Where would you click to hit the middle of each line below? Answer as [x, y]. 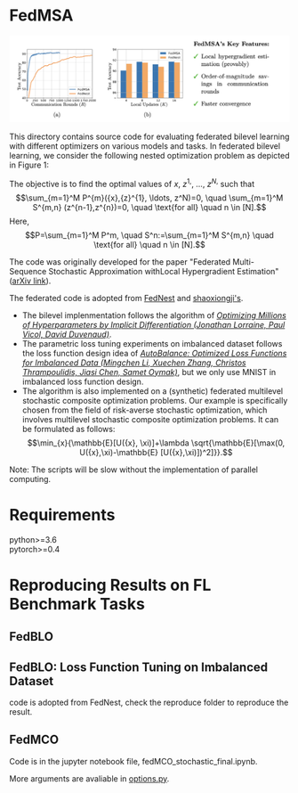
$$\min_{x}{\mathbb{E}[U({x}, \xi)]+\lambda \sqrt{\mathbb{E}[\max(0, [156, 443]
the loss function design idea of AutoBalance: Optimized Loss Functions [154, 353]
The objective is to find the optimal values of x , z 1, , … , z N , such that [132, 183]
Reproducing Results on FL [110, 585]
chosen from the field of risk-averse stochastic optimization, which [145, 410]
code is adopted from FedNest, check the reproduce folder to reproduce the [149, 702]
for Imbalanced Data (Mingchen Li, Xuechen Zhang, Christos [134, 363]
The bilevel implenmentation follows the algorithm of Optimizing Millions [154, 315]
